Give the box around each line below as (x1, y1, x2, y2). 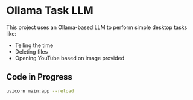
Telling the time (14, 42, 54, 49)
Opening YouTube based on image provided (14, 54, 125, 61)
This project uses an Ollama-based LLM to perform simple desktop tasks (6, 23, 188, 31)
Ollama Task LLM (6, 4, 93, 17)
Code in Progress (6, 72, 72, 82)
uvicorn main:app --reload (6, 88, 74, 94)
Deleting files (14, 48, 48, 55)
